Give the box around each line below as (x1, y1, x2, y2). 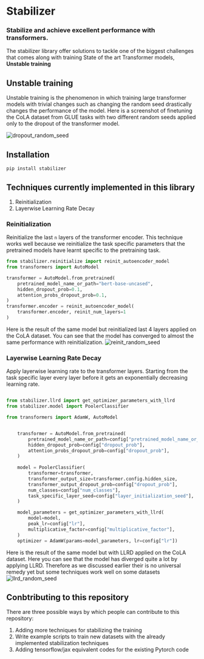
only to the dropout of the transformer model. (6, 120, 120, 127)
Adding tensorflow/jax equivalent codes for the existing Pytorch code (15, 646, 189, 654)
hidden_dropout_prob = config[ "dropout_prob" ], (28, 442, 146, 448)
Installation (6, 149, 50, 159)
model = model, (28, 515, 61, 521)
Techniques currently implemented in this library (6, 182, 195, 192)
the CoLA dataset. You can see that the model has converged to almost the (6, 332, 194, 339)
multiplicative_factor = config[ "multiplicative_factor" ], (28, 526, 175, 532)
